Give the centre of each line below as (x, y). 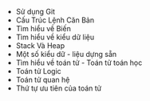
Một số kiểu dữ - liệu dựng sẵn (66, 54)
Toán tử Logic (38, 71)
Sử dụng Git (36, 12)
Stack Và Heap (40, 46)
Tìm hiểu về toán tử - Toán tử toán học (79, 63)
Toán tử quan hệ (43, 80)
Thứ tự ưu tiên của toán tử (59, 88)
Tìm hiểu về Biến (43, 28)
